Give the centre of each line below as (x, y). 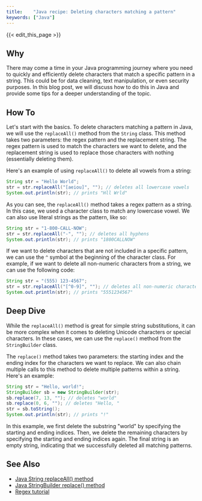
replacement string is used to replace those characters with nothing (90, 153)
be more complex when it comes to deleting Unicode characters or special (99, 332)
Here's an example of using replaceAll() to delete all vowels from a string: (99, 171)
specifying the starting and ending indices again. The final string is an (93, 439)
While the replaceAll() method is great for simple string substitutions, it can (101, 325)
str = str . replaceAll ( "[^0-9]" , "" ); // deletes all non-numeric (90, 287)
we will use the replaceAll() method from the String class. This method (96, 134)
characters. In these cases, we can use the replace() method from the (94, 338)
